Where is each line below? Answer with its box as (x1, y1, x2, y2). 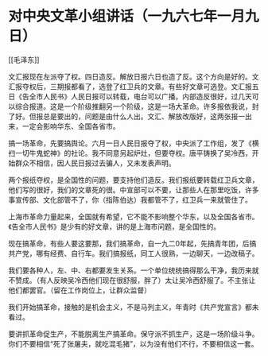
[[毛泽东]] (8, 55, 40, 64)
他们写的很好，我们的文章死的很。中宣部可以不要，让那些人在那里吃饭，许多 (8, 184, 259, 195)
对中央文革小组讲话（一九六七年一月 (8, 7, 246, 25)
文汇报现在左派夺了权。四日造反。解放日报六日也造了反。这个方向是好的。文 (8, 72, 259, 81)
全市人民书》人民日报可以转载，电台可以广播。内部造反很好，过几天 (29, 91, 252, 101)
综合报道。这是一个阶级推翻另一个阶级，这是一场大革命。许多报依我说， (14, 101, 252, 111)
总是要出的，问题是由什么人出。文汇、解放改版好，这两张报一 (42, 111, 245, 121)
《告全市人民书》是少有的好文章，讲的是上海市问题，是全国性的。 (8, 222, 221, 231)
